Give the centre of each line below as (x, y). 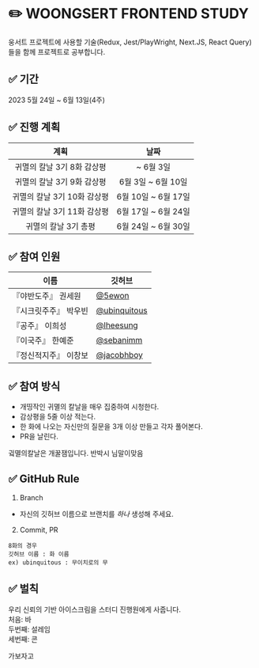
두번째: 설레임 (30, 629)
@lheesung (117, 325)
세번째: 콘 (23, 639)
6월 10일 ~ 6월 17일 (154, 196)
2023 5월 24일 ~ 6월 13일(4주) (56, 100)
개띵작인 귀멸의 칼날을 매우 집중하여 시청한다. (89, 407)
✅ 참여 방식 (34, 386)
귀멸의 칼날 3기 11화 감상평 (60, 211)
